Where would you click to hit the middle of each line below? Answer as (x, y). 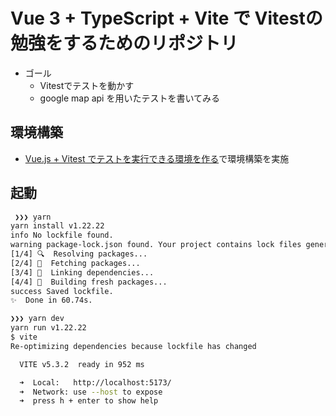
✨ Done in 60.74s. (51, 300)
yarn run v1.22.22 (48, 328)
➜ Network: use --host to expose (91, 392)
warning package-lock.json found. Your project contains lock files (156, 245)
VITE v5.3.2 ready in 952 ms (82, 364)
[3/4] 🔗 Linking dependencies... (82, 272)
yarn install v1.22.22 (57, 226)
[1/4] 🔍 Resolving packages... (79, 254)
